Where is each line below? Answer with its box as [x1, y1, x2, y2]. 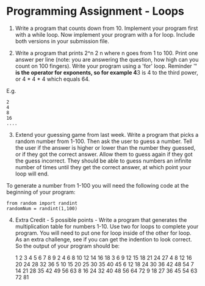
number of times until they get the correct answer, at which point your [15, 163, 191, 170]
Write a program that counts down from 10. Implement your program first [15, 24, 198, 32]
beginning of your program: [6, 188, 76, 196]
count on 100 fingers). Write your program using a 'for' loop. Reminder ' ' [15, 62, 197, 70]
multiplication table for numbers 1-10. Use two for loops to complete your [15, 222, 199, 230]
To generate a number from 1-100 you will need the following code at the [6, 182, 189, 189]
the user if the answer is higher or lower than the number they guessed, [15, 144, 196, 151]
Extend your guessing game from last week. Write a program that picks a [15, 131, 199, 138]
